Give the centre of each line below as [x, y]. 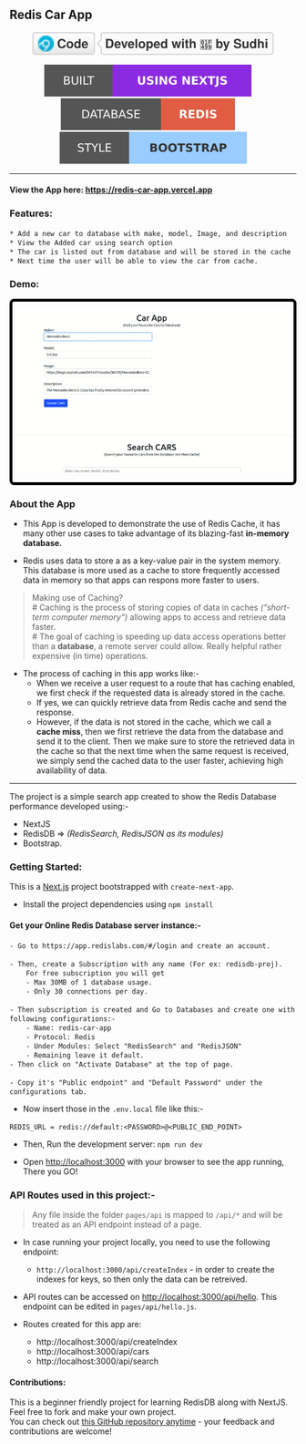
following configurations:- [63, 1019]
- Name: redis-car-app [69, 1028]
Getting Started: [46, 867]
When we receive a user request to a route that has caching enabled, [166, 684]
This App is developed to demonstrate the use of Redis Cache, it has [151, 524]
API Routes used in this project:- [82, 1195]
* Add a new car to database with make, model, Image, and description [148, 233]
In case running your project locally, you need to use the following [146, 1242]
